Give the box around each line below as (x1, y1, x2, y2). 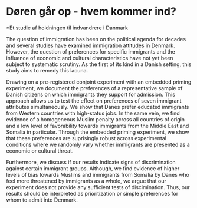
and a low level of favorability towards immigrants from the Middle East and (6, 122, 189, 129)
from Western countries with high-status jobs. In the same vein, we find (6, 110, 180, 117)
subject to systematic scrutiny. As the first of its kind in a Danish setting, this (6, 61, 192, 68)
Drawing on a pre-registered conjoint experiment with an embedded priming (6, 78, 192, 85)
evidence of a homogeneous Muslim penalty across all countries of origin (6, 115, 185, 123)
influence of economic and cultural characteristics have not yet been (6, 54, 173, 61)
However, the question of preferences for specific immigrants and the (6, 48, 176, 55)
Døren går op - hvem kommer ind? (6, 5, 177, 18)
